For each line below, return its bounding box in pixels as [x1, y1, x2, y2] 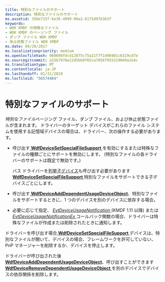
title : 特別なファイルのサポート [5, 7, 65, 12]
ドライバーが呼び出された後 [5, 252, 62, 259]
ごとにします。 [25, 180, 55, 186]
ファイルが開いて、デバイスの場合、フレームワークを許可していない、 [13, 236, 156, 242]
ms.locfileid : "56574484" [5, 76, 58, 81]
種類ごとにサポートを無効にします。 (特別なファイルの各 [29, 151, 145, 157]
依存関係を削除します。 [13, 271, 61, 277]
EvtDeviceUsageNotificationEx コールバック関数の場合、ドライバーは [12, 213, 154, 219]
